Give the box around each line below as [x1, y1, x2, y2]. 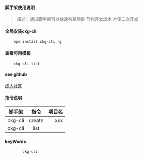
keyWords [5, 139, 26, 144]
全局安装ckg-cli [5, 28, 37, 34]
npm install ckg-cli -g [14, 39, 62, 44]
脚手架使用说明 [5, 4, 35, 10]
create [29, 117, 44, 124]
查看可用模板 [5, 50, 31, 56]
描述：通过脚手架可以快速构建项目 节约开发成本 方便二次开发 [16, 16, 139, 22]
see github [5, 71, 27, 77]
